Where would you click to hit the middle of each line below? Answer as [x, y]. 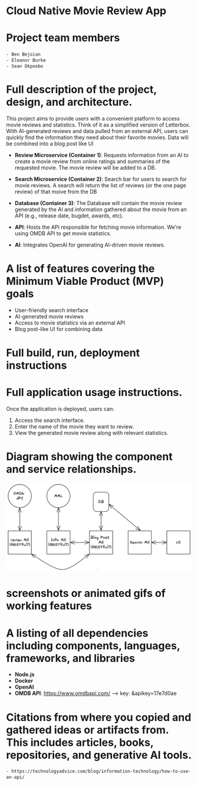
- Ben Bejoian [24, 54]
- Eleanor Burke [26, 60]
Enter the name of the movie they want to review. [74, 427]
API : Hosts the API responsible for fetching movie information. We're [98, 227]
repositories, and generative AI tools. [99, 755]
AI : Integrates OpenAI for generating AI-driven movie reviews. [90, 245]
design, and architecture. [69, 102]
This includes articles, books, [80, 742]
